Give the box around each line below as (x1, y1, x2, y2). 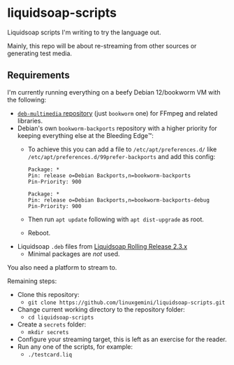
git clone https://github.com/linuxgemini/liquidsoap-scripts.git (27, 299, 226, 306)
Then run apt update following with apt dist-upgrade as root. (27, 215, 205, 223)
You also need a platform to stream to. (7, 263, 117, 271)
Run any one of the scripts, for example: (17, 342, 133, 351)
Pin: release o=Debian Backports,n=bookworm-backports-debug (27, 196, 210, 204)
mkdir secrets (27, 329, 69, 336)
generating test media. (7, 49, 72, 57)
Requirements (7, 69, 70, 81)
